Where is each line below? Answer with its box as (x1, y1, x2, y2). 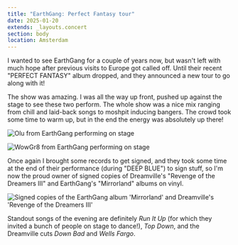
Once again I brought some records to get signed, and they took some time (7, 157, 227, 165)
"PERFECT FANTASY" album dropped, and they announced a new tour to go (7, 72, 231, 80)
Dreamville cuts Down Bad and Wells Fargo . (7, 229, 136, 238)
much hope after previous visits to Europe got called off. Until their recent (7, 64, 222, 72)
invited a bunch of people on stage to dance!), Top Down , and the (7, 222, 200, 231)
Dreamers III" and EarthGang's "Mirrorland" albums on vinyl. (7, 179, 184, 188)
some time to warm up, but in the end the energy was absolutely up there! (7, 115, 224, 124)
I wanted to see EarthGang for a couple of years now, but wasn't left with (7, 56, 221, 65)
